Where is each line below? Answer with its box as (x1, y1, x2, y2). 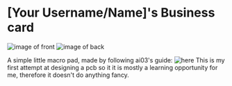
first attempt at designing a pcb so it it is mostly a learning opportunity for (7, 63, 218, 71)
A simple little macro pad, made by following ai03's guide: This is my (7, 55, 225, 64)
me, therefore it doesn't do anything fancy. (7, 71, 130, 79)
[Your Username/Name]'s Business (7, 5, 215, 21)
